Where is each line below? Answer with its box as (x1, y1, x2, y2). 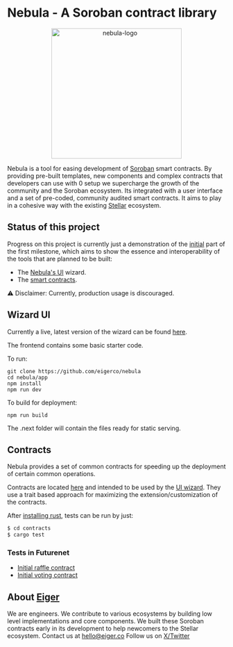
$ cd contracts (7, 525, 51, 532)
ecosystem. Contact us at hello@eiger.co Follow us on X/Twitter (7, 632, 190, 640)
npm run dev (7, 386, 42, 393)
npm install (7, 380, 42, 387)
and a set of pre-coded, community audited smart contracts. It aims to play (7, 193, 222, 202)
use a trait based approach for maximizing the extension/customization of (7, 491, 218, 499)
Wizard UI (7, 309, 51, 321)
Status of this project (7, 221, 101, 234)
